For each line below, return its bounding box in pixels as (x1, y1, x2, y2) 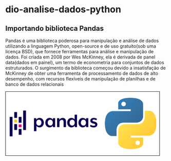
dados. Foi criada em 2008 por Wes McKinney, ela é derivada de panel (5, 54, 156, 60)
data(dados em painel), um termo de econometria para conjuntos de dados (5, 59, 164, 65)
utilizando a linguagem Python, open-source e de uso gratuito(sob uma (5, 43, 157, 49)
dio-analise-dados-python (5, 4, 122, 15)
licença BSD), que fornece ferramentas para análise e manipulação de (5, 49, 154, 54)
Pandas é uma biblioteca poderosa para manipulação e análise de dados (5, 37, 159, 44)
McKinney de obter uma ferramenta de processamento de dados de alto (5, 70, 158, 76)
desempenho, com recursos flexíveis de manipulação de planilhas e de (5, 76, 156, 82)
